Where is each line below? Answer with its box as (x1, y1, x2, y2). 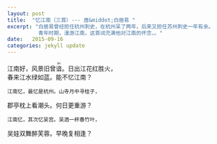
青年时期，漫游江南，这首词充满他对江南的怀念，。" (37, 29, 163, 37)
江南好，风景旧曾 (7, 64, 56, 73)
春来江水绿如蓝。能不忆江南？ (7, 73, 92, 81)
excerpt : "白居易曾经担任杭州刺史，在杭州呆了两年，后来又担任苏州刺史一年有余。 (7, 23, 214, 30)
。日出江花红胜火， (62, 64, 116, 73)
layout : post (7, 10, 45, 17)
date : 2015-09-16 (7, 36, 64, 43)
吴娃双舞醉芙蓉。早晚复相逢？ (7, 129, 92, 137)
